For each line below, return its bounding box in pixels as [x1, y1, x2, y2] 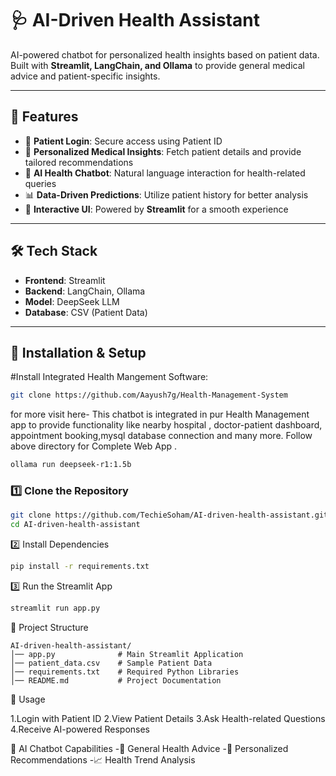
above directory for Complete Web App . [10, 440, 177, 452]
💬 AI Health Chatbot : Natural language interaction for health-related [24, 167, 306, 179]
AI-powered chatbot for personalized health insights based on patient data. [10, 48, 320, 61]
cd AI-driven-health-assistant [10, 520, 141, 530]
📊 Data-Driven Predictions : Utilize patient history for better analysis [24, 188, 309, 201]
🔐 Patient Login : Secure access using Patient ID [24, 135, 223, 147]
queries [24, 177, 57, 189]
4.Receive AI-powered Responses [10, 723, 151, 735]
